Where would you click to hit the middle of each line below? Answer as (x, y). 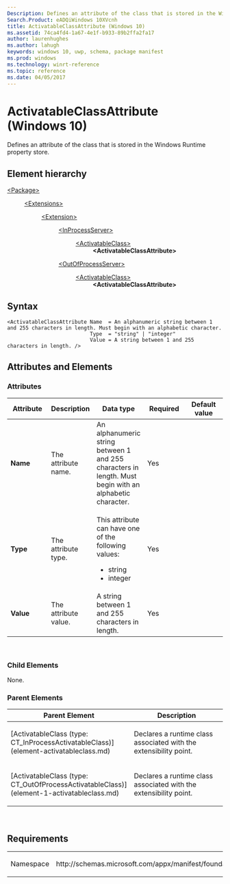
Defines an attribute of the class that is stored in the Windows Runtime (106, 145)
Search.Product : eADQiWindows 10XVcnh (62, 20)
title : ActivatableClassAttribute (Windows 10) (76, 26)
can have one (118, 528)
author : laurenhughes (38, 39)
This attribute (118, 520)
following (112, 545)
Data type (119, 408)
